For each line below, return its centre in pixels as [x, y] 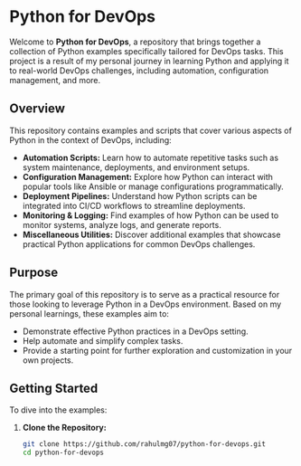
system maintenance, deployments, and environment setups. [136, 167]
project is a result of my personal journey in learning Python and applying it [149, 61]
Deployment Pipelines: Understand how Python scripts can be [140, 195]
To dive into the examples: [58, 410]
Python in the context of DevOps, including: [90, 140]
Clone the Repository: [64, 428]
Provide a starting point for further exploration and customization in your [157, 350]
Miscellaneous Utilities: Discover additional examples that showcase [151, 234]
